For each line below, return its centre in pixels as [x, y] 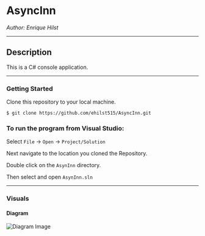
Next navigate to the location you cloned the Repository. [77, 154]
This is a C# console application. [47, 67]
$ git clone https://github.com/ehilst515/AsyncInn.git [79, 113]
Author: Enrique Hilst [33, 27]
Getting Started [30, 88]
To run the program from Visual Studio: [65, 128]
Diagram [17, 213]
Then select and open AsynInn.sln [50, 177]
